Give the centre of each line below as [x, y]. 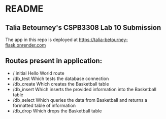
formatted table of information [44, 105]
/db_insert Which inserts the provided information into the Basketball [84, 89]
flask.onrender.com [26, 45]
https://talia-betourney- [103, 39]
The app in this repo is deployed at [41, 39]
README [24, 9]
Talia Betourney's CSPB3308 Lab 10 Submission [83, 28]
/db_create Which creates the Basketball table [61, 84]
